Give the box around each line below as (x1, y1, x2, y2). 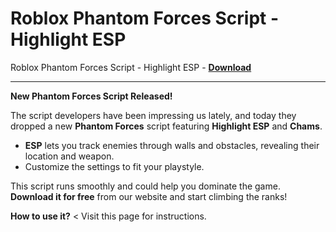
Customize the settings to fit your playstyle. (24, 160, 205, 172)
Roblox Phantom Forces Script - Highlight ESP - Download (10, 61, 252, 73)
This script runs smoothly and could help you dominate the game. (10, 180, 281, 192)
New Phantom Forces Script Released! (10, 90, 173, 102)
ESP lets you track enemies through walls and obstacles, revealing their (24, 139, 320, 151)
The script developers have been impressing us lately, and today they (10, 109, 297, 121)
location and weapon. (24, 150, 115, 162)
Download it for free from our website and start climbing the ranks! (10, 190, 288, 202)
